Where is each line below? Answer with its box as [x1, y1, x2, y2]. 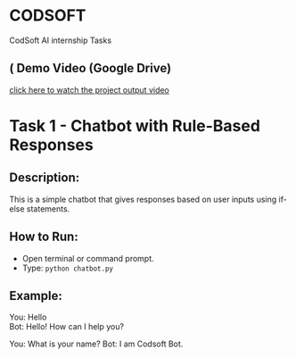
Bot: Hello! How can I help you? [9, 321, 125, 332]
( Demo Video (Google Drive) [9, 61, 172, 76]
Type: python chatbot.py [21, 262, 114, 273]
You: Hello [9, 312, 47, 322]
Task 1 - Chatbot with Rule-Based [9, 115, 261, 136]
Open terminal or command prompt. [21, 253, 154, 263]
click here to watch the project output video [9, 84, 169, 95]
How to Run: [9, 229, 78, 245]
